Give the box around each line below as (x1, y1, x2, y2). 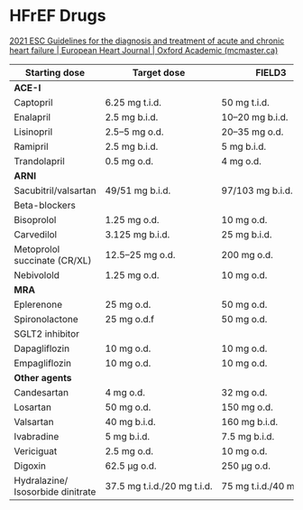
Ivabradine (14, 430, 60, 442)
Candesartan (14, 385, 69, 398)
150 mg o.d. (221, 401, 273, 413)
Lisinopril (14, 125, 53, 138)
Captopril (14, 96, 53, 108)
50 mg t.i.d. (221, 96, 271, 108)
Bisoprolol (14, 213, 57, 226)
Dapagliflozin (14, 342, 70, 355)
